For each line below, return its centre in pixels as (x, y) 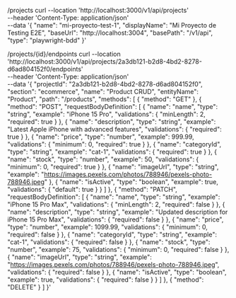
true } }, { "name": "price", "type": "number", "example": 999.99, (101, 137)
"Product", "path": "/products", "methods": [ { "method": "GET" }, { (105, 99)
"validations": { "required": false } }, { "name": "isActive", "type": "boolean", (117, 272)
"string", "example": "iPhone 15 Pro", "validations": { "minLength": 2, (107, 114)
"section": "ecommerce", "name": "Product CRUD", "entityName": (103, 92)
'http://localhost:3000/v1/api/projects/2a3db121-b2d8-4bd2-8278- (105, 62)
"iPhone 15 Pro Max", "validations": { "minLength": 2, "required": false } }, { (116, 204)
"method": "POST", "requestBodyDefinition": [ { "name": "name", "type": (113, 107)
